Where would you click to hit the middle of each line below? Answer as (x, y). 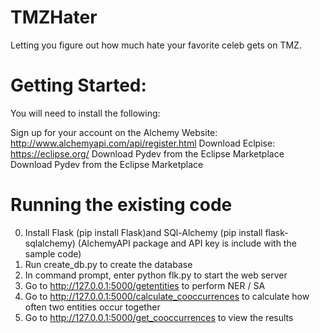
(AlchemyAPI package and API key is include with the (187, 243)
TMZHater (54, 17)
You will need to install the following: (85, 113)
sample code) (53, 253)
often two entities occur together (92, 307)
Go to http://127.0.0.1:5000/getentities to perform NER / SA (145, 285)
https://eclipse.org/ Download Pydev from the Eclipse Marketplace (147, 153)
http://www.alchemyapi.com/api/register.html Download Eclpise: (143, 143)
